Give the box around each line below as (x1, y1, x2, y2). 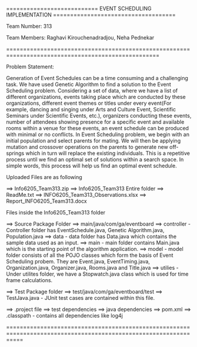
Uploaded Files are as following (6, 174, 82, 180)
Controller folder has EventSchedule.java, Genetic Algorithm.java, (6, 227, 165, 233)
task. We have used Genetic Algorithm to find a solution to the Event (6, 81, 172, 88)
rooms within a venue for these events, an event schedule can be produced (6, 125, 189, 131)
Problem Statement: (6, 63, 55, 70)
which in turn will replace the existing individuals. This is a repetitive (25, 150, 190, 157)
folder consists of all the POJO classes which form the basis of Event (6, 252, 173, 259)
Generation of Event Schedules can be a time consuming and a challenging (6, 75, 188, 81)
